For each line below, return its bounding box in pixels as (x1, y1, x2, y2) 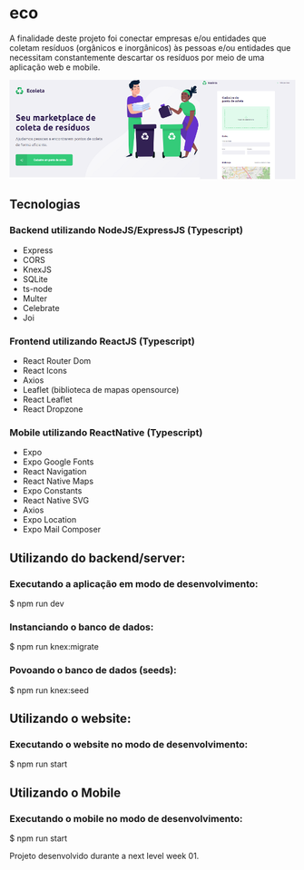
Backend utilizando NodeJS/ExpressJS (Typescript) (9, 224, 243, 237)
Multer (22, 293, 48, 304)
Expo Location (22, 514, 77, 525)
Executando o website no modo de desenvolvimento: (9, 738, 248, 750)
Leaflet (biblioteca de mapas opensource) (22, 384, 180, 395)
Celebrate (22, 302, 61, 313)
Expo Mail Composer (22, 524, 102, 535)
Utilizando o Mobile (9, 785, 121, 800)
